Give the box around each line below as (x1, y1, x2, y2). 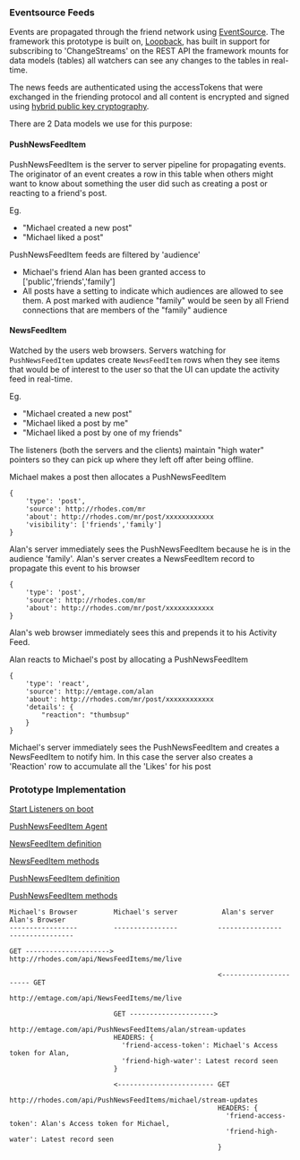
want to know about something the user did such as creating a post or (9, 177, 269, 189)
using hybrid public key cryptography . (9, 101, 150, 112)
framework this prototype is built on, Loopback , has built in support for (9, 36, 270, 47)
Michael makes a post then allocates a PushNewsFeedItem (9, 471, 227, 482)
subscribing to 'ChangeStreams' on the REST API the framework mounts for (9, 46, 289, 56)
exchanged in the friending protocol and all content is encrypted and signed (9, 91, 289, 102)
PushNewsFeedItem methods (9, 890, 118, 901)
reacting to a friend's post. (9, 187, 107, 198)
